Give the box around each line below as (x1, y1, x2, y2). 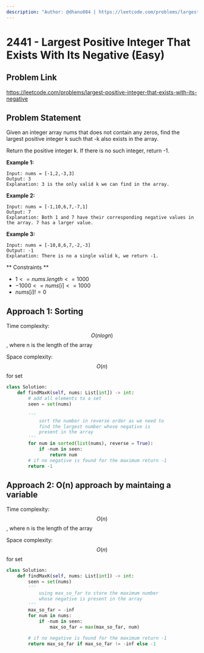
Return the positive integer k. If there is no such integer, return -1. (6, 147, 170, 154)
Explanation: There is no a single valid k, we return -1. (6, 253, 159, 259)
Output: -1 (6, 248, 34, 254)
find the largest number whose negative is (38, 423, 151, 430)
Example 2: (6, 192, 35, 199)
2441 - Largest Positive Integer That (6, 35, 191, 49)
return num (49, 452, 78, 458)
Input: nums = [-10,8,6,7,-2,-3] (6, 242, 91, 249)
